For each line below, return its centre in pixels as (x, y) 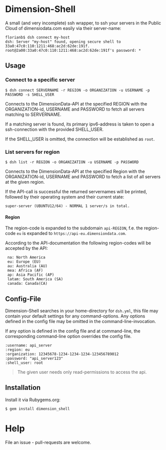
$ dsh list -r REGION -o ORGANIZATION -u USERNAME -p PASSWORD (72, 162)
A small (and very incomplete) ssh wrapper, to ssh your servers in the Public (83, 23)
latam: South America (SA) (35, 279)
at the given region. (25, 182)
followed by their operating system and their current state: (65, 197)
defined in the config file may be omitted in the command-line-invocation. (81, 321)
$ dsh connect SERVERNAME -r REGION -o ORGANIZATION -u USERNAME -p (78, 90)
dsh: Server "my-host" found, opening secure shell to (63, 42)
